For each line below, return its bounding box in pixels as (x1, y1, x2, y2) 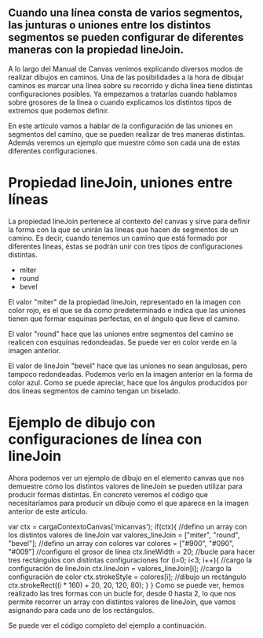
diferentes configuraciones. (8, 146, 98, 156)
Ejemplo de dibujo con (8, 413, 155, 431)
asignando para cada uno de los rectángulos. (8, 605, 155, 614)
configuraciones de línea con (8, 430, 203, 448)
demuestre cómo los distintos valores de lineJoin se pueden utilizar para (8, 481, 243, 491)
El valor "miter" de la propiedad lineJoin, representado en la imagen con (8, 297, 241, 306)
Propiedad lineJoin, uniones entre (8, 174, 233, 191)
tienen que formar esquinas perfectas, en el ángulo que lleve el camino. (8, 314, 240, 323)
